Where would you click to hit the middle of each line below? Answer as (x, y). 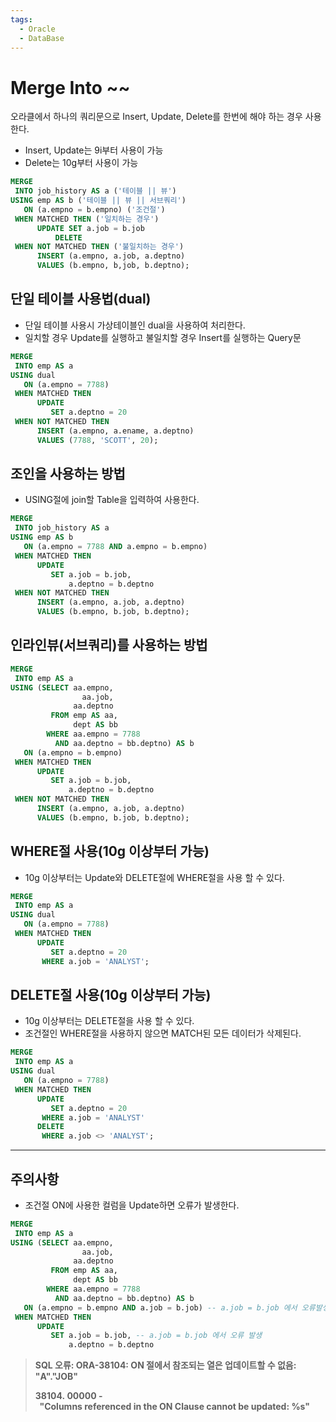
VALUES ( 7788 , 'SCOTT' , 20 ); (97, 440)
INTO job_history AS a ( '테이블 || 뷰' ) (95, 191)
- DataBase (42, 38)
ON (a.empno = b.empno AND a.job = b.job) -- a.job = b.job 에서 (160, 1307)
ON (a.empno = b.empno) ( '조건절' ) (94, 209)
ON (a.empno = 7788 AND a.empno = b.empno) (115, 547)
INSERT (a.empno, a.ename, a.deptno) (115, 431)
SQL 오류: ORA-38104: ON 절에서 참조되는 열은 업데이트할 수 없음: (165, 1365)
